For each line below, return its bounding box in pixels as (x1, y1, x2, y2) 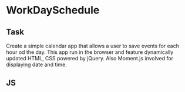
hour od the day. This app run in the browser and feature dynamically (6, 49, 174, 56)
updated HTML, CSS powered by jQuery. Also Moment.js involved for (6, 55, 174, 62)
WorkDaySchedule (6, 4, 100, 17)
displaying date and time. (6, 61, 68, 68)
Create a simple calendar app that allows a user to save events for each (6, 42, 179, 49)
